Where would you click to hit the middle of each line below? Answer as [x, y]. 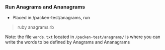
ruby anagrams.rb [36, 27]
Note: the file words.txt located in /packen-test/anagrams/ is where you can [83, 37]
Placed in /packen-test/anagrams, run [51, 18]
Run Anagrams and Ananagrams [45, 7]
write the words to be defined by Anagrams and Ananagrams [68, 42]
